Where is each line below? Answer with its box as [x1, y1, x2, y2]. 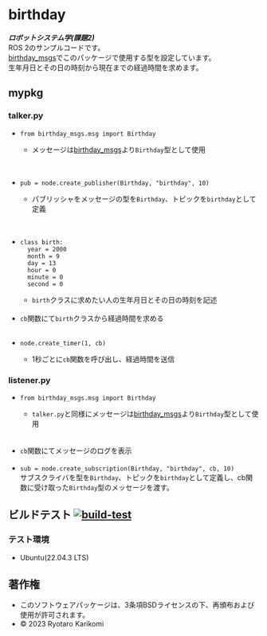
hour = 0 [27, 266, 57, 274]
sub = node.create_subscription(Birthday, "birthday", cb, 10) [19, 464, 235, 473]
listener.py [8, 374, 51, 385]
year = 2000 [27, 245, 67, 253]
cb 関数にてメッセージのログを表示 [19, 446, 132, 455]
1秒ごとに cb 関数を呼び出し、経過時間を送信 [31, 354, 175, 364]
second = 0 [27, 280, 64, 288]
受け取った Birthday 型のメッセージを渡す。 [33, 482, 174, 492]
